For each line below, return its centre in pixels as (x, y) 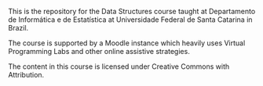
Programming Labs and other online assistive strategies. (99, 51)
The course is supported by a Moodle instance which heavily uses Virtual (127, 43)
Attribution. (26, 75)
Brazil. (18, 28)
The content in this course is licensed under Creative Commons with (119, 66)
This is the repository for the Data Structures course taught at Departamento (132, 11)
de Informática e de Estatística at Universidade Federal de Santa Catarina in (130, 20)
